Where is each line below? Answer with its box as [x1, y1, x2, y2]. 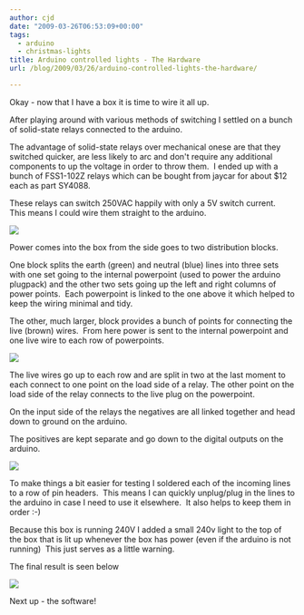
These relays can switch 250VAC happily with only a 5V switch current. [9, 197, 277, 209]
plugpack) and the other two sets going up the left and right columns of [9, 278, 277, 289]
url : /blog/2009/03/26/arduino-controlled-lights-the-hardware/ [9, 64, 258, 73]
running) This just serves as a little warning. [9, 543, 175, 554]
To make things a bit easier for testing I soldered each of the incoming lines [9, 477, 291, 488]
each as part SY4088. [9, 180, 91, 190]
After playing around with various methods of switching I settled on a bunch [9, 114, 293, 125]
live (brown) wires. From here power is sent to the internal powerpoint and [9, 325, 289, 336]
